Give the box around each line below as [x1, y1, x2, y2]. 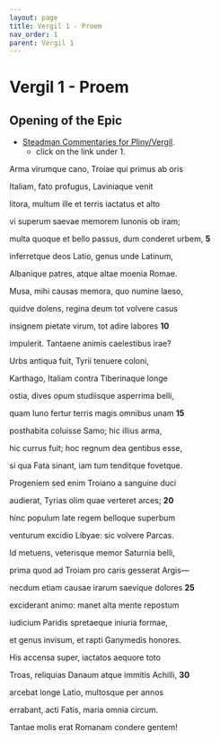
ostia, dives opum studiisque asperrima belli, [9, 391, 175, 402]
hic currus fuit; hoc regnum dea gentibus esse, [9, 443, 182, 454]
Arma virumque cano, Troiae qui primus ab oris [9, 164, 184, 175]
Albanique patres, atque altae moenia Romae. [9, 268, 178, 279]
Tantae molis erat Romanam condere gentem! [9, 722, 178, 733]
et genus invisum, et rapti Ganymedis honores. [9, 635, 182, 646]
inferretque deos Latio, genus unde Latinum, [9, 251, 173, 262]
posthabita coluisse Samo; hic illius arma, [9, 425, 163, 437]
